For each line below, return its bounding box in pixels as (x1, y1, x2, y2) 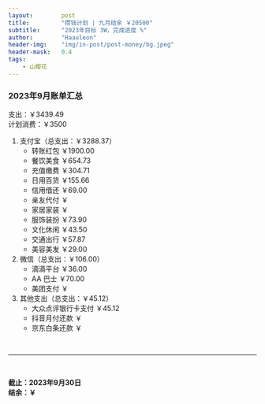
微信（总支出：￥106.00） (19, 254, 104, 264)
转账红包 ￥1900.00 (31, 146, 95, 156)
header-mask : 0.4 (8, 48, 73, 56)
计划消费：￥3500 (8, 120, 67, 129)
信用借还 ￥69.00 (31, 186, 88, 195)
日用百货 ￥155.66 (31, 176, 90, 185)
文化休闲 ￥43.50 (31, 225, 88, 235)
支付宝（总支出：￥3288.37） (19, 136, 117, 146)
